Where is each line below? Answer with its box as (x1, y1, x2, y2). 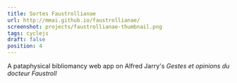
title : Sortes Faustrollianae (7, 10, 97, 17)
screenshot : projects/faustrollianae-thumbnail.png (7, 23, 162, 30)
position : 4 (7, 43, 42, 50)
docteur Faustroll (7, 69, 57, 77)
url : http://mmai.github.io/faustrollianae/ (7, 17, 140, 24)
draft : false (7, 36, 46, 43)
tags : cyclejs (7, 29, 49, 37)
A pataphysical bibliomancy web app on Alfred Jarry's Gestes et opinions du (7, 62, 230, 70)
